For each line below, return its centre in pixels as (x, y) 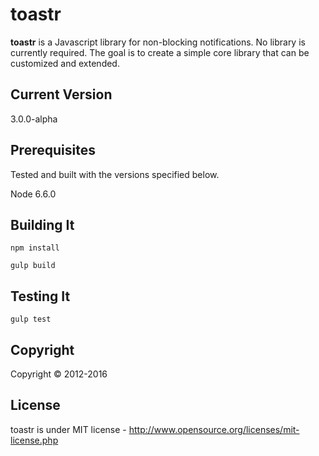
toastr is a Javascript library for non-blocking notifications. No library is (158, 42)
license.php (34, 440)
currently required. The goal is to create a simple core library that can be (160, 52)
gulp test (31, 319)
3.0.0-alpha (34, 119)
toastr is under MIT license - (68, 429)
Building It (42, 224)
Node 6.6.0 (33, 194)
